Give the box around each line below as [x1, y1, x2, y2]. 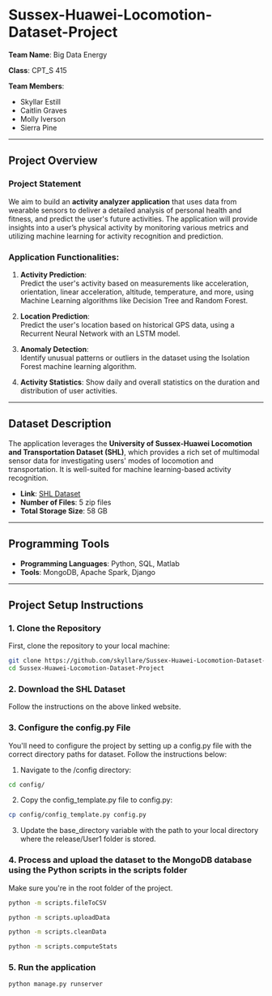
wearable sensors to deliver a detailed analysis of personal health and [8, 205, 242, 215]
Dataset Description [8, 417, 112, 431]
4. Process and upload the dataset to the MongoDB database [8, 854, 253, 865]
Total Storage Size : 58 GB [19, 505, 108, 516]
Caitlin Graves [19, 105, 67, 115]
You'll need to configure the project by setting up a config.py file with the [8, 741, 253, 750]
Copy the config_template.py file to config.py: [19, 795, 173, 805]
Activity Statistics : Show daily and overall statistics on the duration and [19, 377, 261, 387]
